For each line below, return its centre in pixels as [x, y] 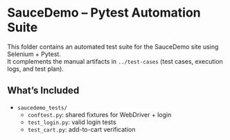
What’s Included [43, 90]
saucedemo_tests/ [42, 108]
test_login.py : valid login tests [72, 122]
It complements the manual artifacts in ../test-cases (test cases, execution [115, 61]
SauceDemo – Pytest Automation [104, 13]
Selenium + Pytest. [34, 54]
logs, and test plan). [36, 69]
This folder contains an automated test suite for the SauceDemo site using [113, 46]
